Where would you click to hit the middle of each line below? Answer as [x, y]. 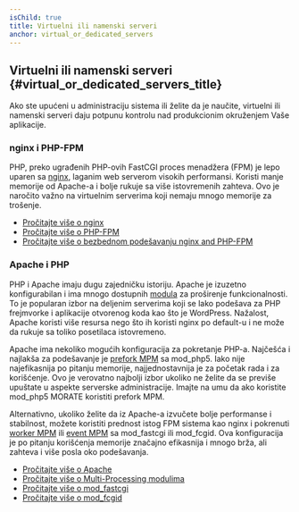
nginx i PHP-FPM [46, 148]
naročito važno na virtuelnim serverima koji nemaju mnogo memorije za [141, 196]
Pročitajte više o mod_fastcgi [75, 488]
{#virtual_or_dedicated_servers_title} [116, 84]
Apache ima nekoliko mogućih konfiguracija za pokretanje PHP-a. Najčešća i [150, 348]
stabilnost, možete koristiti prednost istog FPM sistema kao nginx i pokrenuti [149, 423]
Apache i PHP [39, 264]
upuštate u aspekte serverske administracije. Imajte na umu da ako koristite [148, 387]
